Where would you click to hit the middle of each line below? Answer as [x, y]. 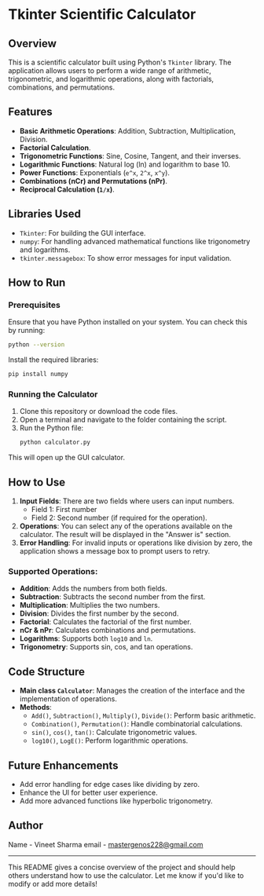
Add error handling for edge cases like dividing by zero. [110, 784]
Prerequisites [34, 305]
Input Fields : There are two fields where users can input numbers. [127, 501]
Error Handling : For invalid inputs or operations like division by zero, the [136, 543]
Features [30, 112]
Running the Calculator [53, 394]
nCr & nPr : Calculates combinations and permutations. [108, 631]
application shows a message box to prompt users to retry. [115, 551]
